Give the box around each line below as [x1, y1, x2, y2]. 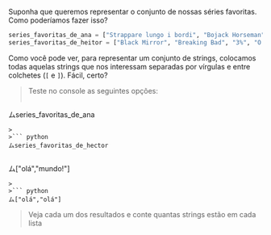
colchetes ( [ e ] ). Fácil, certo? [8, 70, 108, 80]
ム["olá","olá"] [8, 195, 62, 204]
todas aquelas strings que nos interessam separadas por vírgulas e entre [8, 61, 251, 71]
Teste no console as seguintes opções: [27, 86, 159, 95]
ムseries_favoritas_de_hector [8, 141, 109, 149]
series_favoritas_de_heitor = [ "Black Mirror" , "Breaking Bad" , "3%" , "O [8, 38, 262, 47]
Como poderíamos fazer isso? [8, 15, 109, 25]
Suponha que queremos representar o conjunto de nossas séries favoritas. [8, 7, 257, 16]
